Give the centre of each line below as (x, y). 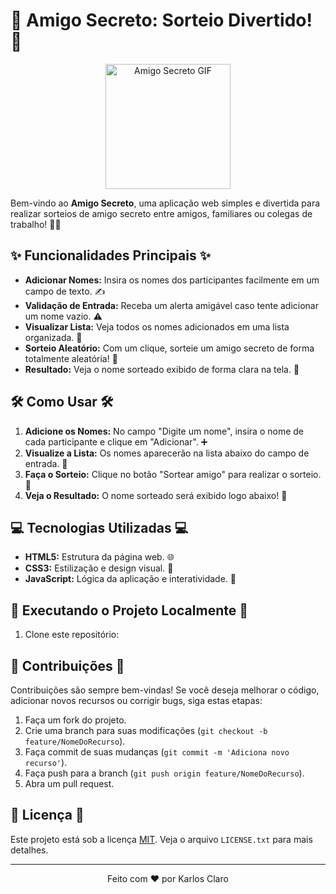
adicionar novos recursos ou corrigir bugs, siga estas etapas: (136, 700)
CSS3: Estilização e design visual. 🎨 (99, 568)
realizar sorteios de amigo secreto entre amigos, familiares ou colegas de (161, 213)
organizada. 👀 (53, 337)
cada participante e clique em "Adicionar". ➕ (116, 441)
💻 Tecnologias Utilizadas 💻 (99, 527)
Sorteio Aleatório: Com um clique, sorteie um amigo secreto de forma (169, 348)
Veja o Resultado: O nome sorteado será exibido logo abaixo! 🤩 (156, 495)
